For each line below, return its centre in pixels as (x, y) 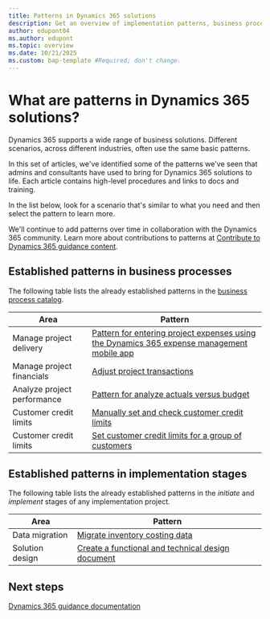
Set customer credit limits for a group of (167, 435)
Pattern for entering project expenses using (174, 333)
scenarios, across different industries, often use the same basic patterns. (129, 148)
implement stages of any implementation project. (89, 502)
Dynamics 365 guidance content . (63, 246)
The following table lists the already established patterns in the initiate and (131, 493)
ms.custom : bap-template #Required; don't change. (95, 61)
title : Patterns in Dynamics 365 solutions (82, 16)
